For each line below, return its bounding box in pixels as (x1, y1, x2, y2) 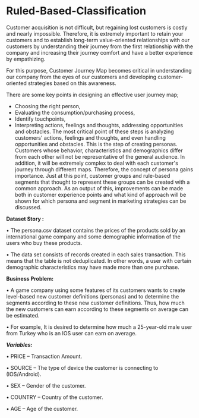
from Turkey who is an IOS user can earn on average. (6, 329, 137, 337)
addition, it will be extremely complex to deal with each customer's (14, 159, 178, 166)
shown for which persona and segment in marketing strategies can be (14, 197, 187, 205)
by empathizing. (6, 55, 46, 62)
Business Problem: (6, 275, 54, 282)
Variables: (6, 341, 33, 348)
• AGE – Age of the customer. (6, 405, 78, 412)
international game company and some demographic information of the (6, 233, 181, 240)
